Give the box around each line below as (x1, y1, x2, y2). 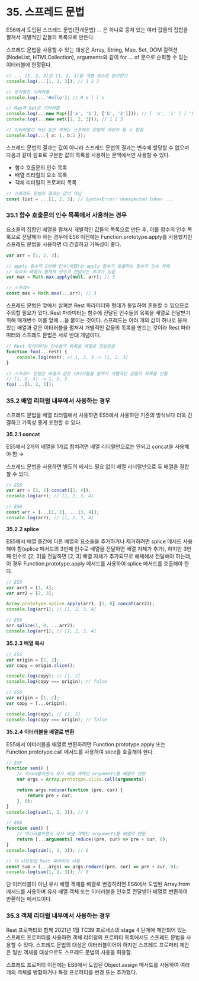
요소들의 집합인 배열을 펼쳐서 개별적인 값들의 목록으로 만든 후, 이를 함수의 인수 (6, 226, 187, 233)
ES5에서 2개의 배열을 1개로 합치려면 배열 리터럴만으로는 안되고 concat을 (6, 443, 174, 450)
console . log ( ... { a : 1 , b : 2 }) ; (6, 132, 86, 138)
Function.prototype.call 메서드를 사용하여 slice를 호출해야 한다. (6, 748, 155, 755)
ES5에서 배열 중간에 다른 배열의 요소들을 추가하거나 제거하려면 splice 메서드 (6, 538, 182, 545)
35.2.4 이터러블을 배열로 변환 (6, 728, 75, 735)
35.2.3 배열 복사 (6, 640, 44, 647)
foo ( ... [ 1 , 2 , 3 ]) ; (6, 382, 54, 388)
